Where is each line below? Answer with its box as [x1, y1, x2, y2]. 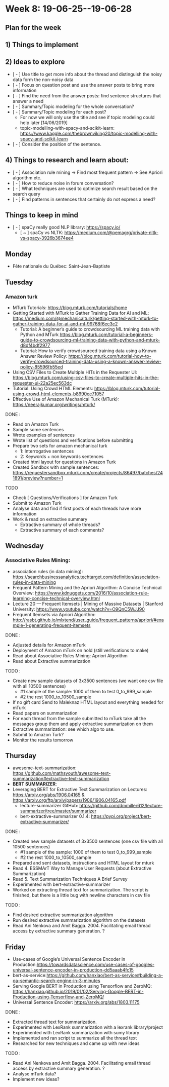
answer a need [12, 98, 44, 104]
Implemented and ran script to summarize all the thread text [12, 1035, 137, 1041]
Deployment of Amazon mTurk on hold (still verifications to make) [12, 647, 149, 653]
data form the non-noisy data [12, 77, 74, 83]
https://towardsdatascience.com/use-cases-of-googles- [36, 961, 155, 968]
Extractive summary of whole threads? [20, 521, 100, 528]
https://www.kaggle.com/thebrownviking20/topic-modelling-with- [20, 130, 158, 136]
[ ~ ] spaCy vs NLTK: [20, 230, 64, 236]
